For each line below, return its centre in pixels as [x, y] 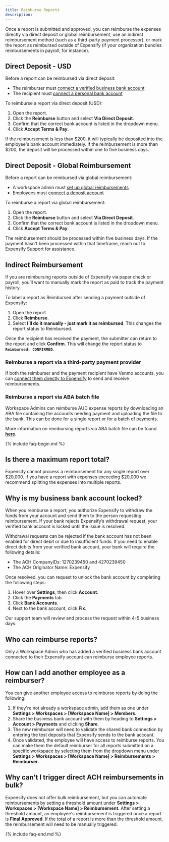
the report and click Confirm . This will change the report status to [74, 344]
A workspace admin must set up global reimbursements [71, 188]
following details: [23, 552]
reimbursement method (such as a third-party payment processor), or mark [84, 40]
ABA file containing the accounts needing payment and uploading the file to [84, 413]
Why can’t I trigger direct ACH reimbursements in [84, 777]
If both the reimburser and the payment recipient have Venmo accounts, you [84, 373]
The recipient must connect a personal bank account [67, 93]
